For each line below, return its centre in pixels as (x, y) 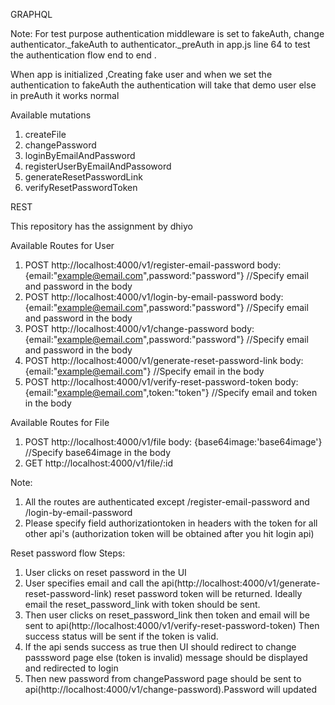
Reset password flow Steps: (68, 553)
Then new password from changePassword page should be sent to (163, 678)
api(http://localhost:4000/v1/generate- (241, 583)
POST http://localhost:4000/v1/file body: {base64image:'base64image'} (173, 442)
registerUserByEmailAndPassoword (98, 166)
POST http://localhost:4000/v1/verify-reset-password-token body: (161, 382)
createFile (45, 134)
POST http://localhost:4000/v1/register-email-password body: (153, 265)
